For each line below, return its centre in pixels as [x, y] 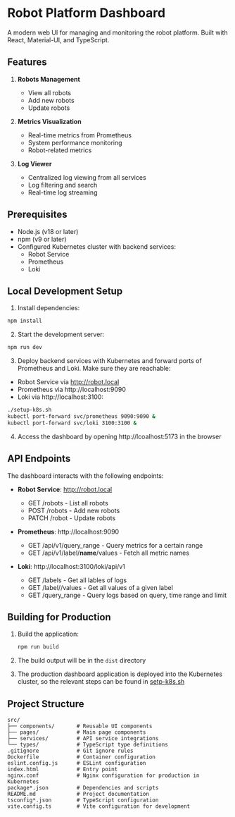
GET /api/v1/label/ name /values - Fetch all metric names [109, 553]
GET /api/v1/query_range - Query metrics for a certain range [115, 545]
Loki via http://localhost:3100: [61, 397]
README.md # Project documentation [78, 794]
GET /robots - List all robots [68, 503]
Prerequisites [37, 215]
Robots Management [49, 79]
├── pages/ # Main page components [77, 732]
